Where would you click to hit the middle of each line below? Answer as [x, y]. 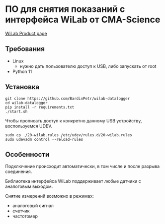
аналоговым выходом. [29, 186]
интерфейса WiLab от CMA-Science [83, 20]
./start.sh [16, 112]
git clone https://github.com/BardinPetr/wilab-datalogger [68, 98]
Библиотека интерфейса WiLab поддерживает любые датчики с [73, 181]
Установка [22, 87]
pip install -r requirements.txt [40, 107]
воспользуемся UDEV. [29, 126]
